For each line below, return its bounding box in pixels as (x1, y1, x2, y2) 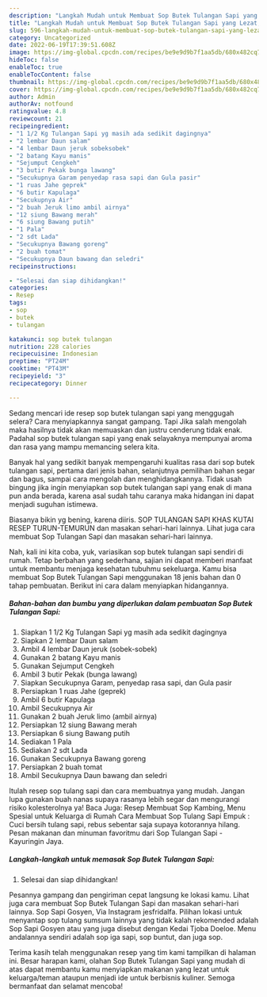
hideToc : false (9, 56, 59, 64)
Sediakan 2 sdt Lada (20, 745, 88, 754)
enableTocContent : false (9, 71, 91, 79)
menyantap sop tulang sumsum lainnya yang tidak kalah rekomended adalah (9, 915, 259, 925)
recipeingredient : (9, 122, 70, 130)
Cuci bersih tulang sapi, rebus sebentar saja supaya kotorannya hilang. (9, 819, 241, 829)
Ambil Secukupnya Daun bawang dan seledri (20, 770, 167, 780)
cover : (9, 85, 31, 94)
